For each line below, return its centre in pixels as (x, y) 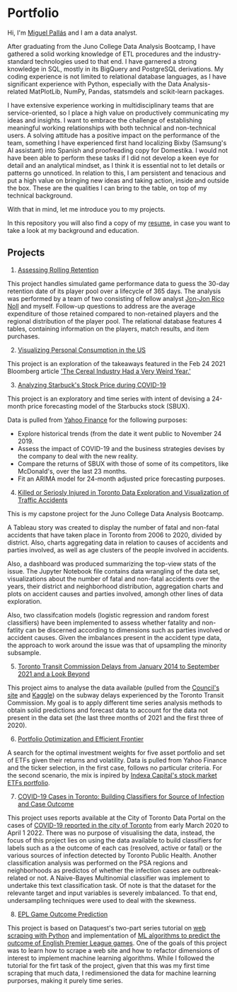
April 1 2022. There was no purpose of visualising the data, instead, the (111, 833)
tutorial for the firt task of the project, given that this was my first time (109, 965)
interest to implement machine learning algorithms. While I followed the (111, 958)
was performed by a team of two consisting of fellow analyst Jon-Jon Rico (116, 298)
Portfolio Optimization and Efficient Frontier (80, 739)
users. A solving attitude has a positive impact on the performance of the (114, 135)
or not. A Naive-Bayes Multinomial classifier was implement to (120, 878)
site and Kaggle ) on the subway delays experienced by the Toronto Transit (116, 695)
